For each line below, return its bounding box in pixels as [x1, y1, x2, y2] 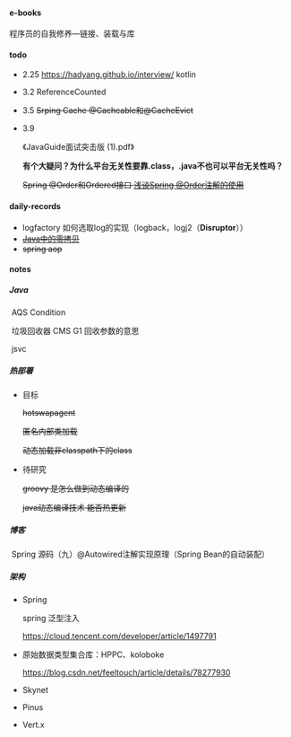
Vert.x [21, 719, 45, 731]
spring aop [21, 243, 63, 254]
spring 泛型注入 [21, 613, 81, 624]
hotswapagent [21, 408, 76, 418]
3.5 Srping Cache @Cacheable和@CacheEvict [21, 105, 194, 116]
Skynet [21, 685, 49, 696]
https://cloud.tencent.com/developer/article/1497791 [21, 631, 217, 642]
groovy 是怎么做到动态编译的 [21, 483, 130, 494]
